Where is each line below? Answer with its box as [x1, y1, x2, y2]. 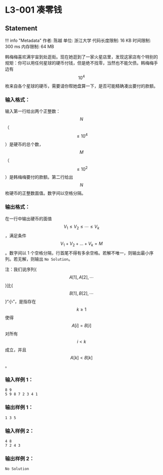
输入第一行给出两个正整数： [5, 108, 61, 114]
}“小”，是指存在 [5, 299, 36, 305]
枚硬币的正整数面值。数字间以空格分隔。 [5, 190, 86, 196]
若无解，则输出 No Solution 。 [13, 256, 73, 262]
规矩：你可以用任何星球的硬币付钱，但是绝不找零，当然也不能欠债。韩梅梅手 [5, 60, 158, 66]
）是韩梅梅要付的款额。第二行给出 [5, 174, 73, 180]
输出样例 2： [5, 455, 34, 462]
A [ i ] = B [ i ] [71, 322, 92, 328]
